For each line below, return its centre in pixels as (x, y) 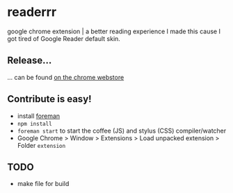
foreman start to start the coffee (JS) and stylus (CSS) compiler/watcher (122, 131)
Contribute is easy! (49, 99)
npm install (34, 124)
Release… (30, 61)
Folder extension (41, 145)
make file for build (43, 184)
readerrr (32, 12)
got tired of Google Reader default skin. (64, 38)
